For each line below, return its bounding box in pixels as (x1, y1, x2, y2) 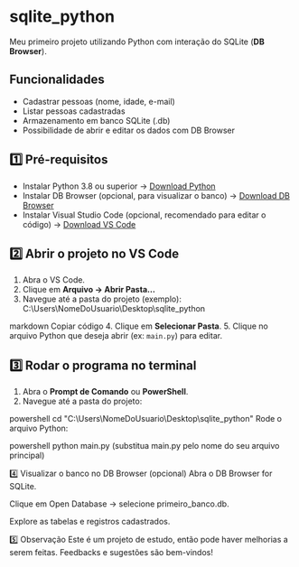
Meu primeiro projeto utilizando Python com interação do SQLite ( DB (9, 36, 265, 47)
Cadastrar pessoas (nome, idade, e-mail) (22, 96, 176, 107)
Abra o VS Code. (22, 274, 86, 285)
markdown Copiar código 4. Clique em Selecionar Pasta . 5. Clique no (9, 321, 268, 331)
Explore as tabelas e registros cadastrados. (9, 516, 171, 527)
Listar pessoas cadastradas (22, 106, 126, 116)
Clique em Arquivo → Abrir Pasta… (22, 284, 156, 295)
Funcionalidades (9, 72, 106, 88)
